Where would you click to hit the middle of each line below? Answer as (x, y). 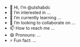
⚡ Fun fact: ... (23, 40)
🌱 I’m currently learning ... (35, 18)
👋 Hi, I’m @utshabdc (30, 7)
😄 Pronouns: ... (25, 35)
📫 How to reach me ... (32, 28)
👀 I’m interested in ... (30, 12)
